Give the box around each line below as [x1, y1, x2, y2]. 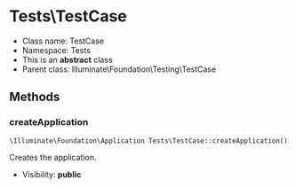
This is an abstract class [21, 54, 113, 65]
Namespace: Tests [21, 44, 92, 55]
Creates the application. [9, 152, 97, 162]
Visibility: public [21, 168, 82, 179]
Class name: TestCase [21, 35, 105, 46]
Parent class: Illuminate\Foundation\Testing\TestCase [21, 64, 217, 74]
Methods [9, 90, 60, 105]
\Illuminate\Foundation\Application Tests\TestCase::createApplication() [9, 136, 289, 145]
